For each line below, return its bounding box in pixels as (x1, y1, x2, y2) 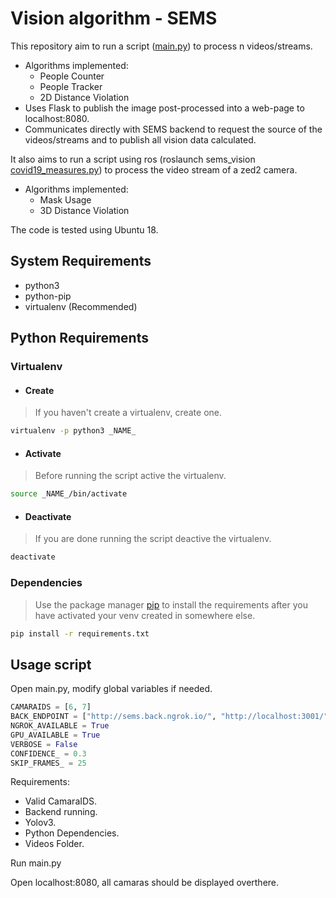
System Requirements (10, 253, 152, 270)
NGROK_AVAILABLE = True (10, 721, 110, 731)
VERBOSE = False (10, 739, 78, 749)
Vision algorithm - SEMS (10, 7, 218, 30)
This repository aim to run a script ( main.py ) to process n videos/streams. (10, 40, 313, 52)
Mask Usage (39, 193, 92, 206)
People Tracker (39, 80, 103, 92)
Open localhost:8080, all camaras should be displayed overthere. (10, 877, 280, 889)
